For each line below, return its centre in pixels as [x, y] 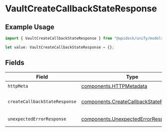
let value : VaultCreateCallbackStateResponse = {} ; [60, 47]
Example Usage [30, 27]
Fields [15, 63]
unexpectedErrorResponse [37, 119]
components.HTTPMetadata [114, 86]
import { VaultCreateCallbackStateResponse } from [59, 38]
